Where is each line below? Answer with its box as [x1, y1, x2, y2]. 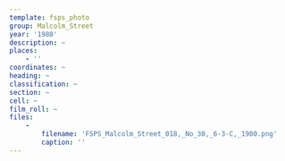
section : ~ [9, 88, 50, 97]
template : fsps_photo [9, 13, 90, 22]
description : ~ [9, 38, 66, 47]
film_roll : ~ [9, 105, 58, 114]
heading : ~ [9, 72, 50, 80]
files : [9, 113, 34, 122]
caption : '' [41, 138, 87, 147]
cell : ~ [9, 96, 38, 106]
